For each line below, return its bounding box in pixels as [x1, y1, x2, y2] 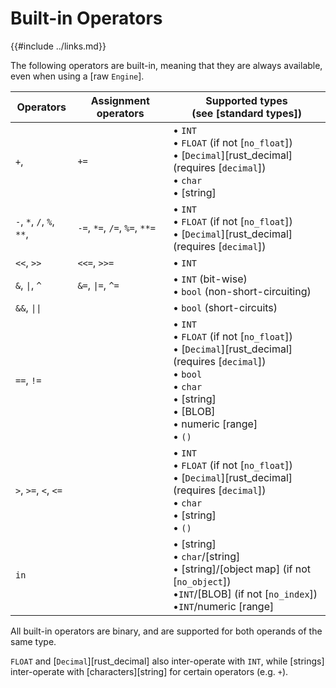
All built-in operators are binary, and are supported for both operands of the [10, 625, 323, 637]
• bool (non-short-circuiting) [173, 284, 312, 298]
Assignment [90, 93, 150, 107]
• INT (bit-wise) [173, 272, 248, 286]
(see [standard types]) [191, 106, 302, 120]
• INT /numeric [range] [173, 599, 275, 613]
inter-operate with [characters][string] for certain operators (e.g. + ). [10, 665, 289, 677]
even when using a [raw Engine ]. [10, 70, 145, 82]
